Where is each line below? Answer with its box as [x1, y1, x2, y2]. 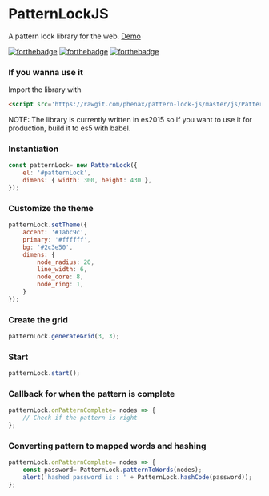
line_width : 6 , [37, 266, 88, 274]
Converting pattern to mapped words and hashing [8, 441, 207, 452]
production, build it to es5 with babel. [8, 123, 131, 133]
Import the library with [8, 85, 82, 94]
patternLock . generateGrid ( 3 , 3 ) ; [8, 333, 120, 341]
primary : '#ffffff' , [22, 235, 91, 244]
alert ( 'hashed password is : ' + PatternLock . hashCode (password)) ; [22, 474, 252, 482]
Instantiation [8, 143, 59, 154]
